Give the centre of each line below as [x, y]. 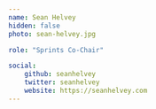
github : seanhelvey [60, 74]
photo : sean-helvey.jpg [52, 34]
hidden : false [35, 26]
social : [23, 66]
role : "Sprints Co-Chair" [56, 50]
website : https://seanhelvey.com [86, 90]
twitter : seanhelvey [62, 82]
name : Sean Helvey [42, 17]
